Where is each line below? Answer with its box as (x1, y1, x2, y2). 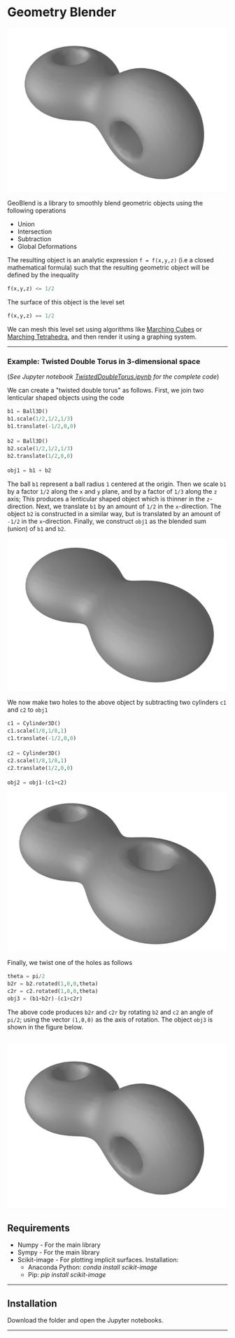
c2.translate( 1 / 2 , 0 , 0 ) (7, 764, 73, 771)
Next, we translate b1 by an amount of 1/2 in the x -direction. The (36, 502, 222, 511)
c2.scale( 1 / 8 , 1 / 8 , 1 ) (7, 757, 68, 764)
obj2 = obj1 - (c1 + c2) (7, 779, 68, 786)
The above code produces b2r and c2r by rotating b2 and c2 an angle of (7, 1008, 213, 1016)
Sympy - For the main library (17, 1248, 100, 1257)
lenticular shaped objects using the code (7, 393, 124, 402)
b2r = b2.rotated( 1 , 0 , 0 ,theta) (7, 980, 99, 987)
